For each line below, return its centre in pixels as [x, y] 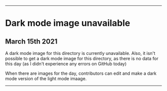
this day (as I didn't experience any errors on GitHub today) [66, 64]
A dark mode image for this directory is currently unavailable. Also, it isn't [80, 53]
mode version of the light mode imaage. [46, 79]
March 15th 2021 [31, 41]
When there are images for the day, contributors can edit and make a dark [81, 73]
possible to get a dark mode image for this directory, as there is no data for [82, 58]
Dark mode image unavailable [68, 23]
